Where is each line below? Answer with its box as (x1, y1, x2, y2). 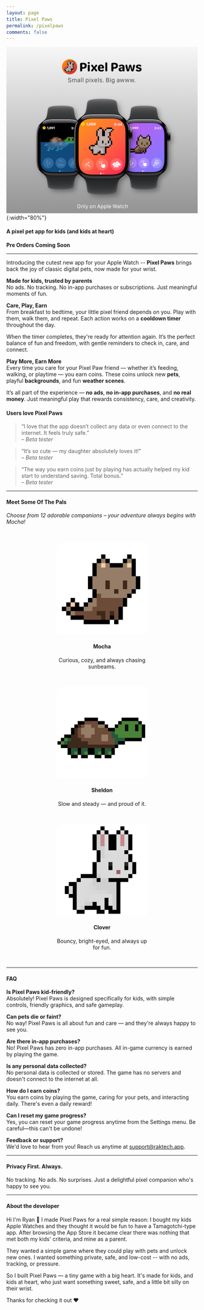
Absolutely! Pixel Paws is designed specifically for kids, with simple (6, 995, 175, 1002)
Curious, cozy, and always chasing (58, 656, 146, 664)
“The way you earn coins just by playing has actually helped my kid (21, 466, 190, 473)
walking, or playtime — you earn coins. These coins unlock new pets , (6, 371, 180, 378)
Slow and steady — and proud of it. (58, 800, 146, 807)
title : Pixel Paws (6, 16, 53, 23)
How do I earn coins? (6, 1087, 61, 1095)
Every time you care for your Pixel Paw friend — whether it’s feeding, (6, 364, 179, 371)
